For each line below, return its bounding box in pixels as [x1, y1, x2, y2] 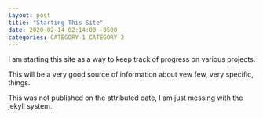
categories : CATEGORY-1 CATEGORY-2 [8, 33, 125, 41]
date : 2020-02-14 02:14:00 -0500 [8, 26, 118, 34]
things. [8, 78, 31, 88]
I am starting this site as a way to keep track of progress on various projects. [8, 55, 256, 64]
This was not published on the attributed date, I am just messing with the [8, 93, 243, 102]
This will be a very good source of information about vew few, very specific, [8, 70, 254, 79]
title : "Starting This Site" [8, 19, 104, 27]
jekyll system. [8, 102, 53, 111]
